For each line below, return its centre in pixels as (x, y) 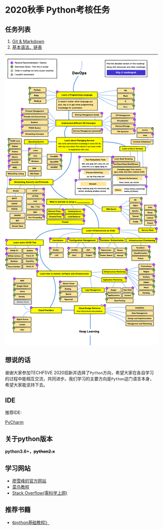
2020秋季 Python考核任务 (57, 10)
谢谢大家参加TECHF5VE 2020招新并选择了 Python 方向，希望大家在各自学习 (80, 372)
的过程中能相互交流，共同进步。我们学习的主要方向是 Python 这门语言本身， (80, 379)
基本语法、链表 (27, 47)
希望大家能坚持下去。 (26, 385)
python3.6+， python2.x (30, 451)
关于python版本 (29, 439)
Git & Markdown (28, 41)
